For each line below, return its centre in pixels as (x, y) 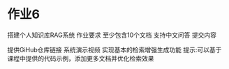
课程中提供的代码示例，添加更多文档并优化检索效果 (81, 58)
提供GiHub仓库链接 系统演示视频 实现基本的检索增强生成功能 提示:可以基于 (114, 49)
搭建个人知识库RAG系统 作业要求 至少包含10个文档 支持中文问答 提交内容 (112, 35)
